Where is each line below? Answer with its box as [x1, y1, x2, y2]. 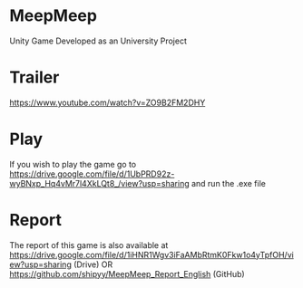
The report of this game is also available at [9, 239, 169, 250]
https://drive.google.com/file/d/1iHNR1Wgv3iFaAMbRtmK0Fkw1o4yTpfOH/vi [9, 249, 295, 260]
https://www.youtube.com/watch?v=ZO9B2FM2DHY [9, 97, 206, 108]
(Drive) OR [73, 259, 113, 270]
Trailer [9, 67, 60, 88]
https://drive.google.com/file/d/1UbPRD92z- [9, 168, 175, 179]
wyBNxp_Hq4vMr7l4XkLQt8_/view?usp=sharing [9, 178, 191, 188]
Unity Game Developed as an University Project [9, 35, 188, 46]
